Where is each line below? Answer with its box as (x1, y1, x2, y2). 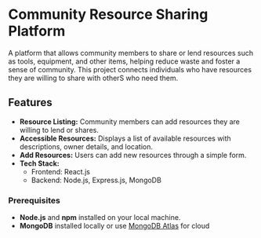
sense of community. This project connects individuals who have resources (8, 64, 252, 74)
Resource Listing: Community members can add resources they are (19, 116, 241, 126)
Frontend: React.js (31, 167, 90, 176)
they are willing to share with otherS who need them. (8, 73, 179, 82)
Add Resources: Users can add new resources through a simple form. (19, 150, 247, 159)
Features (8, 96, 53, 109)
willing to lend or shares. (19, 125, 100, 134)
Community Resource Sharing (8, 5, 208, 24)
